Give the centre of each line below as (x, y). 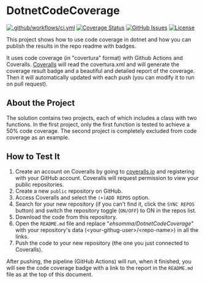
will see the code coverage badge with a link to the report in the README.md (100, 267)
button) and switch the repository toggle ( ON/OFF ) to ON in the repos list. (106, 210)
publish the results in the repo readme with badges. (71, 46)
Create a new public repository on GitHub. (69, 191)
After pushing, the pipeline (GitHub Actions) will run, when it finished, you (99, 261)
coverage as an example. (38, 137)
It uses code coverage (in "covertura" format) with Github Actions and (95, 58)
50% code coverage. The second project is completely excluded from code (102, 131)
